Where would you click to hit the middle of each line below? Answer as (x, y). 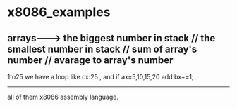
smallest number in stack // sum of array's (102, 49)
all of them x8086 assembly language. (63, 97)
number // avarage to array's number (90, 60)
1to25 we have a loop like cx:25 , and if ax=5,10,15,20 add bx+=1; (101, 77)
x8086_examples (59, 12)
